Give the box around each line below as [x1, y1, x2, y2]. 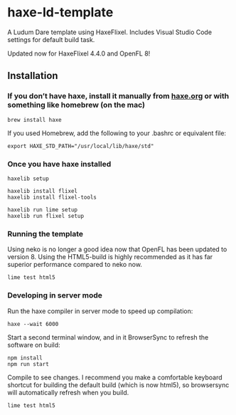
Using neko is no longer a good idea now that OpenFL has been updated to [7, 245, 227, 253]
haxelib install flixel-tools [7, 194, 97, 201]
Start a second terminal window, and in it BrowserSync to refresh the [7, 332, 209, 342]
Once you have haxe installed [7, 159, 112, 169]
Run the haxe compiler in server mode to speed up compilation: [7, 307, 193, 315]
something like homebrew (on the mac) [7, 100, 146, 110]
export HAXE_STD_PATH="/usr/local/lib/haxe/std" [7, 142, 154, 149]
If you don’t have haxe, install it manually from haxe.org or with [7, 91, 230, 101]
